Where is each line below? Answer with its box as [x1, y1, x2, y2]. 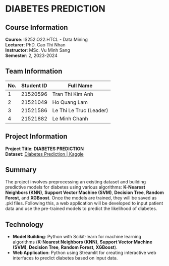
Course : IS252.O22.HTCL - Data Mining [5, 36, 88, 42]
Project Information [5, 132, 68, 141]
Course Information [5, 23, 68, 32]
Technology [5, 220, 44, 229]
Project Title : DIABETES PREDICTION [5, 146, 84, 152]
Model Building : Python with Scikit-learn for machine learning [12, 234, 142, 240]
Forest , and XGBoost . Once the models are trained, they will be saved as [5, 195, 157, 201]
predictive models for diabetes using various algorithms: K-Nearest [5, 184, 145, 190]
